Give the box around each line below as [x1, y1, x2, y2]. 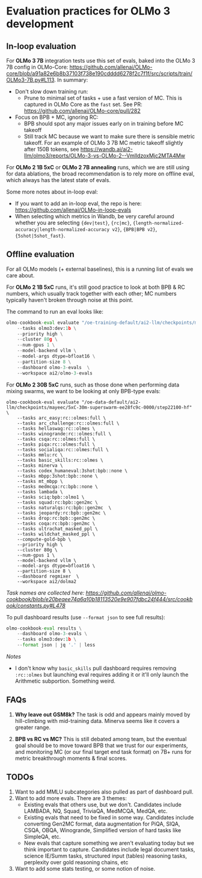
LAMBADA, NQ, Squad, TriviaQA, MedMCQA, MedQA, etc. [23, 807, 168, 815]
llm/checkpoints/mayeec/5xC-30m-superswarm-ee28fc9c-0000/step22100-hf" [6, 404, 192, 411]
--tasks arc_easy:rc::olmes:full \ [17, 415, 106, 421]
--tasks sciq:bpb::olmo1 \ [17, 494, 85, 500]
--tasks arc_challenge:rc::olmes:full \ [17, 420, 120, 426]
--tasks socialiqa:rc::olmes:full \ [17, 446, 109, 453]
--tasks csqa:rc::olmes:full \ [17, 436, 96, 442]
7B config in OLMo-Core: [6, 63, 69, 71]
